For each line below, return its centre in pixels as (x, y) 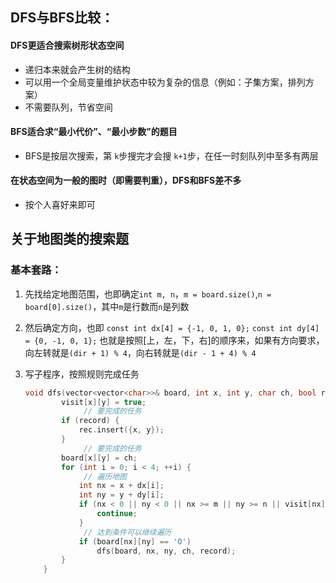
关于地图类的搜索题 (69, 239)
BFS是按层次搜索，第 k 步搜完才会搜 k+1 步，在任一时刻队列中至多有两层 (171, 155)
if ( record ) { (90, 421)
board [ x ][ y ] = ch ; (99, 458)
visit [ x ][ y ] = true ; (104, 402)
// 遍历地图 (105, 476)
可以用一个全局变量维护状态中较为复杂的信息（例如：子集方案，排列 (165, 82)
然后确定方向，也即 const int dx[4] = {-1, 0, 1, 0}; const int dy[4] (172, 327)
